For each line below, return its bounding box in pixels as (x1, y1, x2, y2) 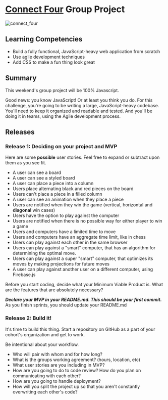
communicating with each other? (12, 373, 81, 379)
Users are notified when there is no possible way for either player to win (12, 218, 162, 224)
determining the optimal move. (12, 250, 77, 256)
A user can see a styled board (12, 175, 75, 181)
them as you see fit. (5, 160, 46, 166)
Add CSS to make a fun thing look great (12, 59, 95, 65)
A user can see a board (12, 169, 62, 175)
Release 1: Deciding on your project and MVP (5, 143, 118, 150)
